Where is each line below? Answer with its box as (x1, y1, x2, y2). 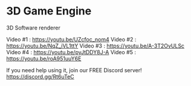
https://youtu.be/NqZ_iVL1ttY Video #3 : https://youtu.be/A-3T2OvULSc (6, 42, 185, 49)
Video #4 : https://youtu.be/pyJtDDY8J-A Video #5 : (6, 48, 136, 55)
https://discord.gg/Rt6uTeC (6, 73, 74, 80)
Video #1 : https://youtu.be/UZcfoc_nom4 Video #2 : (6, 35, 137, 43)
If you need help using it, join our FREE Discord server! (6, 66, 142, 73)
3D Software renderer (6, 24, 60, 31)
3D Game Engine (6, 4, 92, 18)
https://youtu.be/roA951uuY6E (6, 55, 82, 62)
